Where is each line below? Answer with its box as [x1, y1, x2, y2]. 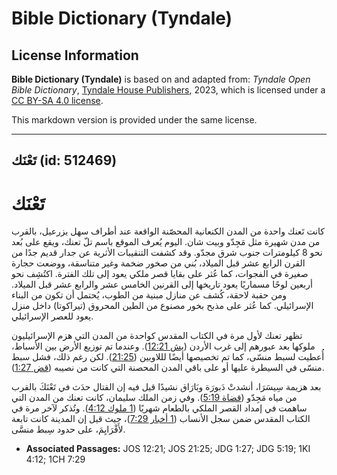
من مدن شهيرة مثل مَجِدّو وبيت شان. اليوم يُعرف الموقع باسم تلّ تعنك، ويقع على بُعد [11, 236, 321, 248]
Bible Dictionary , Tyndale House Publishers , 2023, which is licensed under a [11, 84, 326, 96]
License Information [11, 47, 139, 64]
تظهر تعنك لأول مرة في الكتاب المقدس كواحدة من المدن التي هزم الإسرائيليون [11, 330, 303, 342]
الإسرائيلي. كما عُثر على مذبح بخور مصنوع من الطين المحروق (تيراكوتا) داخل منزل [11, 300, 314, 312]
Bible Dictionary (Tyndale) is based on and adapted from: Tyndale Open [11, 73, 311, 85]
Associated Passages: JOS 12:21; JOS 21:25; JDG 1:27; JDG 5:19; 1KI [25, 443, 311, 455]
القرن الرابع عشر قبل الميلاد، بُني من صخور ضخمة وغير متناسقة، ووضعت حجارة [11, 257, 306, 269]
